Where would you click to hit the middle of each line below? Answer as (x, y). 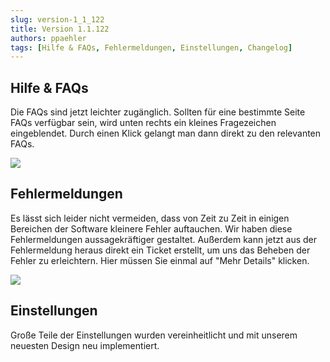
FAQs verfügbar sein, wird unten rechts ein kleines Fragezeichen (143, 123)
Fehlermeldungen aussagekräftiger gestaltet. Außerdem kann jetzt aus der (164, 239)
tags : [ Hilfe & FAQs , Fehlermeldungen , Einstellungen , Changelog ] (151, 47)
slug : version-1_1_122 (57, 19)
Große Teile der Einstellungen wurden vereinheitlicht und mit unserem (154, 335)
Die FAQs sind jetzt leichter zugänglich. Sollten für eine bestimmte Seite (158, 112)
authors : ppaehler (48, 38)
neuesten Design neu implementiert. (85, 345)
